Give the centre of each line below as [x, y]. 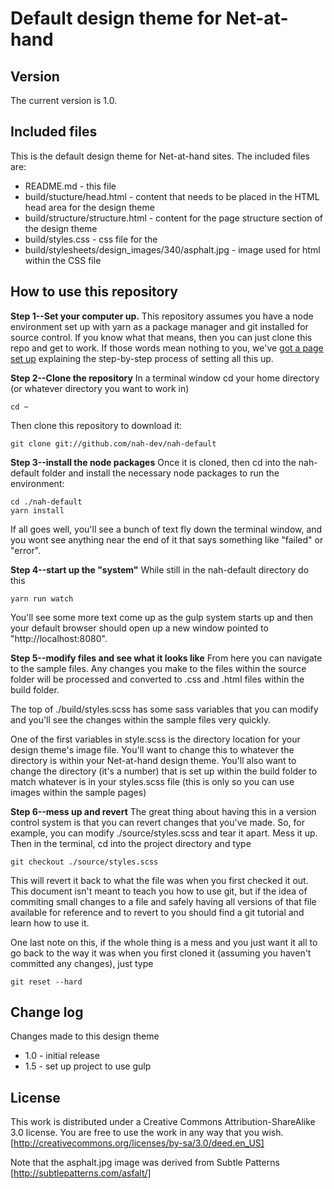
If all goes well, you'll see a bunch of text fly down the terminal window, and [166, 529]
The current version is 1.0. [64, 100]
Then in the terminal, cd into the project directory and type [131, 843]
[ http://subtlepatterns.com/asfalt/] [81, 1173]
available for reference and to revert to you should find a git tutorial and [157, 912]
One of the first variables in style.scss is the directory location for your [155, 739]
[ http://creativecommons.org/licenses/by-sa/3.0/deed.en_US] [137, 1143]
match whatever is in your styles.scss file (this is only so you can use [152, 781]
